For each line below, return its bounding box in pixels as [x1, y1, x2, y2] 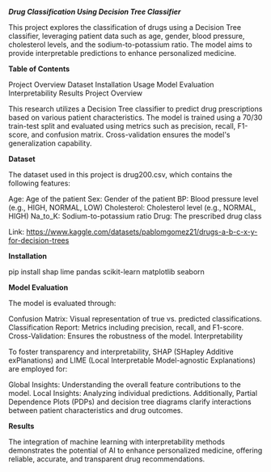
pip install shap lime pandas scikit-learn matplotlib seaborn [8, 267, 205, 276]
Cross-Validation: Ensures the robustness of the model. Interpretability [8, 331, 243, 341]
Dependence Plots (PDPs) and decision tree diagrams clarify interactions [8, 397, 252, 406]
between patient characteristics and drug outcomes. [8, 406, 184, 415]
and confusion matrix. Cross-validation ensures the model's [31, 130, 231, 139]
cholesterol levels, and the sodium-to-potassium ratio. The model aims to [8, 40, 252, 49]
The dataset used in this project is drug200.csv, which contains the [8, 170, 233, 179]
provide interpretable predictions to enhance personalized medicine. [8, 49, 237, 57]
